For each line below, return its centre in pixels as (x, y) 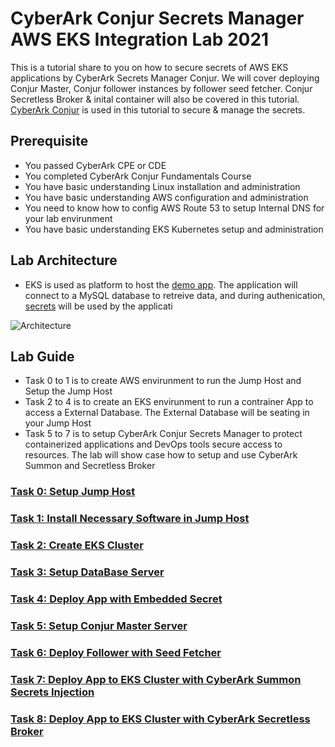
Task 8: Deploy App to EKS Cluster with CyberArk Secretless (160, 719)
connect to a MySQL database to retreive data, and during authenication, (175, 295)
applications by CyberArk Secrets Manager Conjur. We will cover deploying (165, 78)
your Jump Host (58, 423)
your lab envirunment (68, 218)
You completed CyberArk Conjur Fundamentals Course (138, 176)
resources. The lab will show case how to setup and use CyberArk (161, 455)
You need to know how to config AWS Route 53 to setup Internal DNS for (174, 208)
